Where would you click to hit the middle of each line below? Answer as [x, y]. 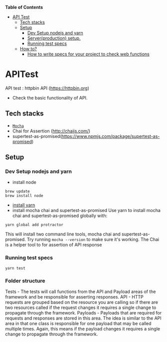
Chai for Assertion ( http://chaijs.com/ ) [51, 131]
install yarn [24, 205]
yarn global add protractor [34, 225]
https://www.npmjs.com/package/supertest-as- [111, 136]
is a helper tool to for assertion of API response [54, 245]
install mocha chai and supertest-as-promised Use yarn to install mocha [86, 210]
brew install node [24, 196]
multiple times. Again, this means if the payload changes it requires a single [83, 329]
